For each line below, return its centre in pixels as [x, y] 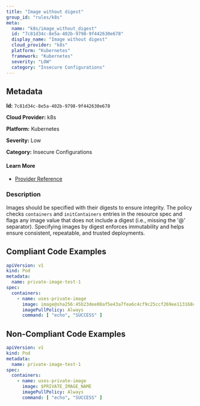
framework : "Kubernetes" [42, 56]
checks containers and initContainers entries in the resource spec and [94, 214]
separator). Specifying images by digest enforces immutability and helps [95, 226]
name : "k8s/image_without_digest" [54, 28]
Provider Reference [38, 179]
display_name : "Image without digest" [60, 39]
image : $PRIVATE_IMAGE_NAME [57, 387]
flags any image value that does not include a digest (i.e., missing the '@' [96, 220]
